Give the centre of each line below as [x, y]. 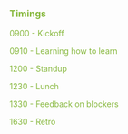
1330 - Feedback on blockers [64, 104]
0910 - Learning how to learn [64, 51]
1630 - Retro [33, 122]
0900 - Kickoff [37, 34]
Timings [28, 14]
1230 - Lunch [34, 87]
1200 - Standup [39, 69]
